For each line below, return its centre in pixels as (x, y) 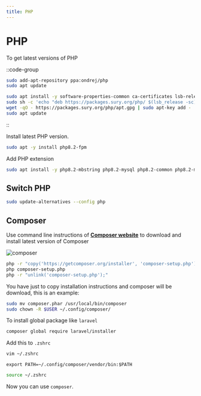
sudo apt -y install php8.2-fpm (46, 147)
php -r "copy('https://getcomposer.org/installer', (72, 264)
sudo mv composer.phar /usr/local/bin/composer (67, 303)
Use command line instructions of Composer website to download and (94, 235)
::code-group (22, 69)
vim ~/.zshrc (22, 354)
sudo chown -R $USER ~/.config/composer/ (59, 309)
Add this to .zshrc (28, 343)
